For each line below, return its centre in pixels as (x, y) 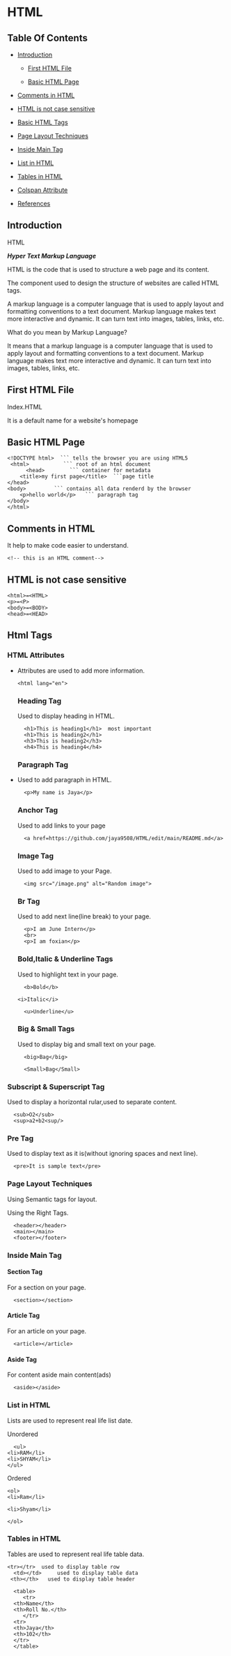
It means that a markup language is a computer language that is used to (110, 346)
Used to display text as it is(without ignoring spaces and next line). (103, 1154)
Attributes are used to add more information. (81, 671)
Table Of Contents (48, 38)
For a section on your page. (47, 1287)
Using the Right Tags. (38, 1212)
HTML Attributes (36, 655)
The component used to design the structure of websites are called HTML (113, 283)
